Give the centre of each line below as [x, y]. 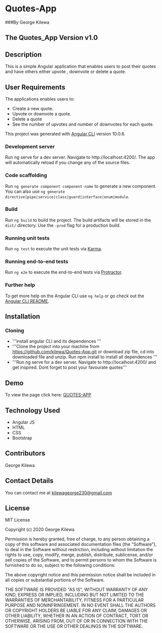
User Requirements [35, 87]
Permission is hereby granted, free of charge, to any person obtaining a [77, 539]
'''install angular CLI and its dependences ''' [57, 341]
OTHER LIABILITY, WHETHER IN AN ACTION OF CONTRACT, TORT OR [77, 616]
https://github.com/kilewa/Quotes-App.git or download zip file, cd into [83, 352]
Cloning [15, 331]
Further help [20, 285]
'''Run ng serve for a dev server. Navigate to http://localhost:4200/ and [84, 362]
